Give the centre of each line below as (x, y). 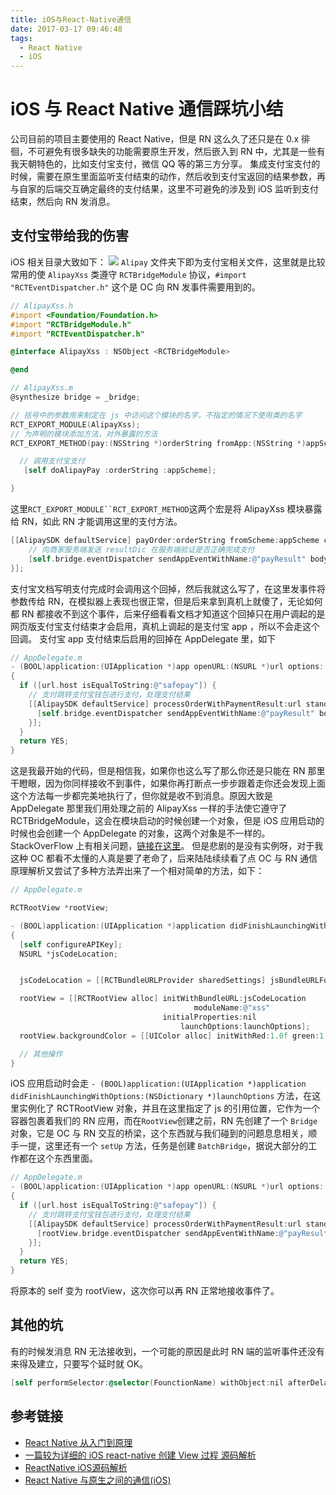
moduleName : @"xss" (232, 1008)
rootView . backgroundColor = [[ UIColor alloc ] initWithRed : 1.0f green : (169, 1036)
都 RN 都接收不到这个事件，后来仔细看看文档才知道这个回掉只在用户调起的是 (168, 613)
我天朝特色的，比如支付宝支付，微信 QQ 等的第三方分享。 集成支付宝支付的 (165, 164)
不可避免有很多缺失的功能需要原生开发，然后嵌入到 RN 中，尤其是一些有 (176, 152)
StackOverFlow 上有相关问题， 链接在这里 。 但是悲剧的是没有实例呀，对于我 (167, 846)
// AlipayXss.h (42, 306)
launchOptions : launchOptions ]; (245, 1026)
